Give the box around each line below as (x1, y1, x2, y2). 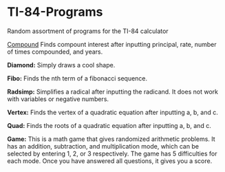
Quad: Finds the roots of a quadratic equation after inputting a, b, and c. (7, 121, 211, 129)
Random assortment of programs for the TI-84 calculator (7, 27, 169, 35)
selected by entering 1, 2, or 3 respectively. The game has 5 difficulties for (7, 149, 217, 158)
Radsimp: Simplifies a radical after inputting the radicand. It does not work (7, 87, 219, 96)
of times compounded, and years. (7, 47, 103, 56)
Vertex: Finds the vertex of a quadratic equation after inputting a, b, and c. (7, 108, 218, 116)
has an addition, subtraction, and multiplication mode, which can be (7, 142, 200, 150)
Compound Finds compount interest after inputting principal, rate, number (7, 40, 217, 48)
